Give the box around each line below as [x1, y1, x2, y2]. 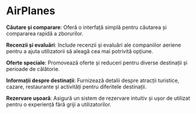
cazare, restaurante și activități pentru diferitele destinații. [6, 83, 147, 90]
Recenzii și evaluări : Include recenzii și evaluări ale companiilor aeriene [6, 41, 182, 48]
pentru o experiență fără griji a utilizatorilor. [6, 100, 111, 108]
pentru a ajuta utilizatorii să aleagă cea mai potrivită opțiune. [6, 47, 153, 54]
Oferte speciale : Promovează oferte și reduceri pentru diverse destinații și [6, 59, 188, 66]
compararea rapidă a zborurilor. [6, 30, 84, 37]
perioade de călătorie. [6, 65, 60, 72]
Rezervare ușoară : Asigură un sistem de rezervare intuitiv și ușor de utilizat [6, 95, 191, 102]
